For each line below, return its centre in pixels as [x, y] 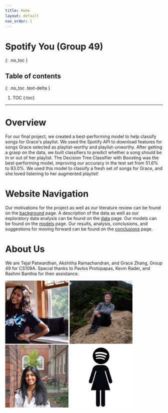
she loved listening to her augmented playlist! [52, 174]
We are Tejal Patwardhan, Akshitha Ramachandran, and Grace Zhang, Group [84, 263]
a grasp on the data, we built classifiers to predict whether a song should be [83, 152]
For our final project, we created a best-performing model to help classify [81, 136]
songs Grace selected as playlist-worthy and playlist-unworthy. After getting [84, 147]
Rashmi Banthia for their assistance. [42, 273]
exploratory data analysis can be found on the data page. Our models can [81, 218]
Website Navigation [47, 194]
